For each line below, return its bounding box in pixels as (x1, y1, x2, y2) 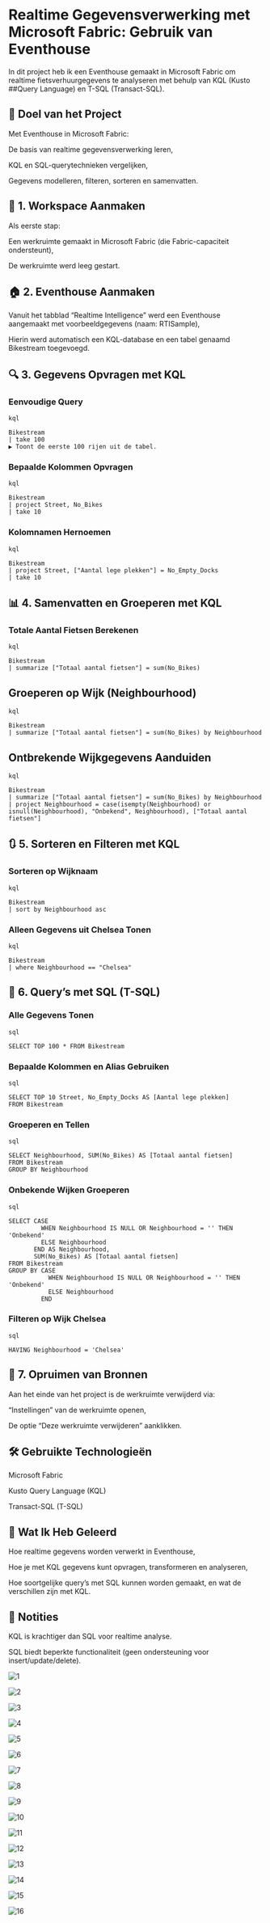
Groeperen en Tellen (8, 1119, 91, 1130)
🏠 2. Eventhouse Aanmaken (8, 285, 155, 298)
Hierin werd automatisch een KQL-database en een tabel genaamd (8, 335, 230, 344)
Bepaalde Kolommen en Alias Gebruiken (8, 1061, 170, 1072)
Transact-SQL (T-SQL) (8, 1502, 83, 1512)
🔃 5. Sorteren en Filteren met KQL (8, 837, 180, 851)
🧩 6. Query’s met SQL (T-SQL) (8, 985, 161, 999)
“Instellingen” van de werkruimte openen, (8, 1405, 147, 1415)
